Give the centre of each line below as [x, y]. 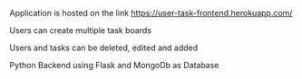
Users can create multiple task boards [81, 30]
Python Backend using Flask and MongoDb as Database [114, 65]
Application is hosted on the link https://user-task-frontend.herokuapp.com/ [151, 13]
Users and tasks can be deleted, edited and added [104, 48]
